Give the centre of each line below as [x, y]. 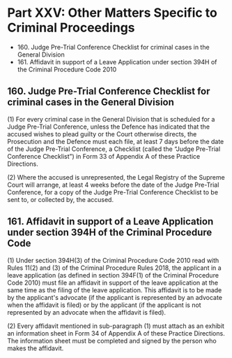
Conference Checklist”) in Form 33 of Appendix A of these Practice [104, 156]
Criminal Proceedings [71, 28]
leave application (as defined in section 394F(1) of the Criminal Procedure [113, 275]
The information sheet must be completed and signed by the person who [112, 341]
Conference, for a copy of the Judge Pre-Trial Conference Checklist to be [113, 192]
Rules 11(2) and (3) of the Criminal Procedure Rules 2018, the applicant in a [114, 268]
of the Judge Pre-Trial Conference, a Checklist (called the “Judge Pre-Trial [114, 149]
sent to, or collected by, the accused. [60, 199]
